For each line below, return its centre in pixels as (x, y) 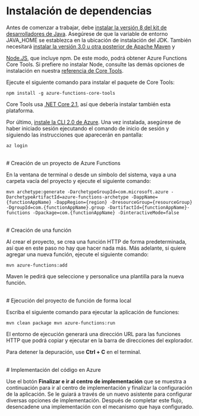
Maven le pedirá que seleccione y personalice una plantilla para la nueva (95, 276)
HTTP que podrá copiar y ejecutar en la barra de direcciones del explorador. (99, 340)
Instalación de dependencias (79, 11)
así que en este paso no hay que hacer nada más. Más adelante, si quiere (96, 248)
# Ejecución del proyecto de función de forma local (69, 300)
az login (17, 145)
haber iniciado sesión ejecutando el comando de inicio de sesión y (88, 128)
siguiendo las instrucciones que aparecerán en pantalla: (75, 135)
